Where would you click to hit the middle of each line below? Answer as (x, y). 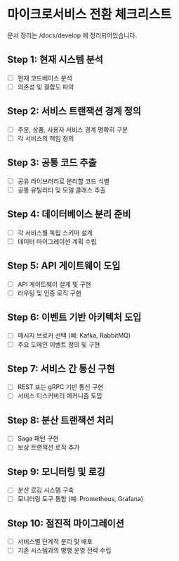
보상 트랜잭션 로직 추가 (48, 448)
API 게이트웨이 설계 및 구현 (54, 284)
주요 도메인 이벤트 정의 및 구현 (59, 344)
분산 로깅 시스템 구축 (46, 490)
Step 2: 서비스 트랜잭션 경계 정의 (74, 111)
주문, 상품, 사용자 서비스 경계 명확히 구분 (73, 129)
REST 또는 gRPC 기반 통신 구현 (60, 387)
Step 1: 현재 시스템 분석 (55, 60)
